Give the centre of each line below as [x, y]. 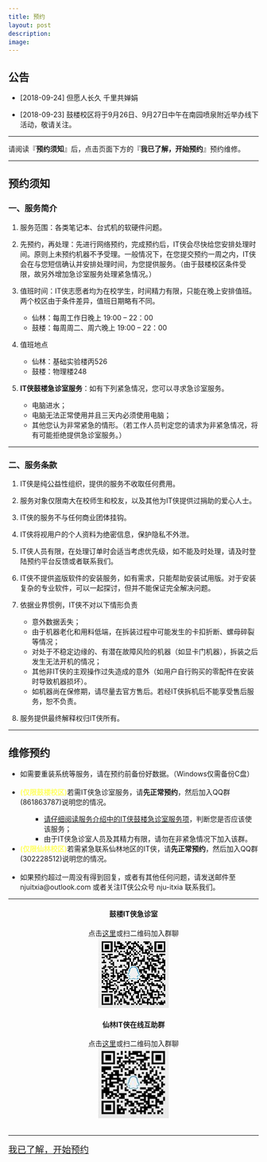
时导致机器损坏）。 [61, 682]
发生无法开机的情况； [66, 662]
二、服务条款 [33, 465]
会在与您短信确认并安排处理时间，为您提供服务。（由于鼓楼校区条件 [130, 264]
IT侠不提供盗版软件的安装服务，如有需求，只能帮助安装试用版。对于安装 [138, 578]
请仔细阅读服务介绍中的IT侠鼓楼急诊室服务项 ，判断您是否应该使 [148, 819]
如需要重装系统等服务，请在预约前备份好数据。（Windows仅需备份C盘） [137, 773]
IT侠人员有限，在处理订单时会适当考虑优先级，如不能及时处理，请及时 [134, 552]
